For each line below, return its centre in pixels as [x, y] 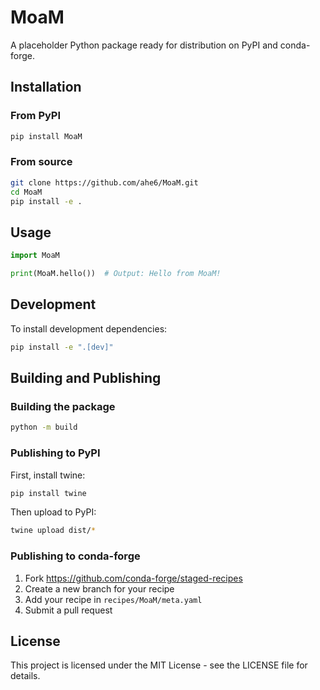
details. [25, 676]
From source [41, 162]
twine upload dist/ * [53, 531]
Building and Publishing [86, 378]
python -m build [44, 427]
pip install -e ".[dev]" [62, 347]
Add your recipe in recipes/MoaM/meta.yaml [113, 599]
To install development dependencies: [89, 328]
